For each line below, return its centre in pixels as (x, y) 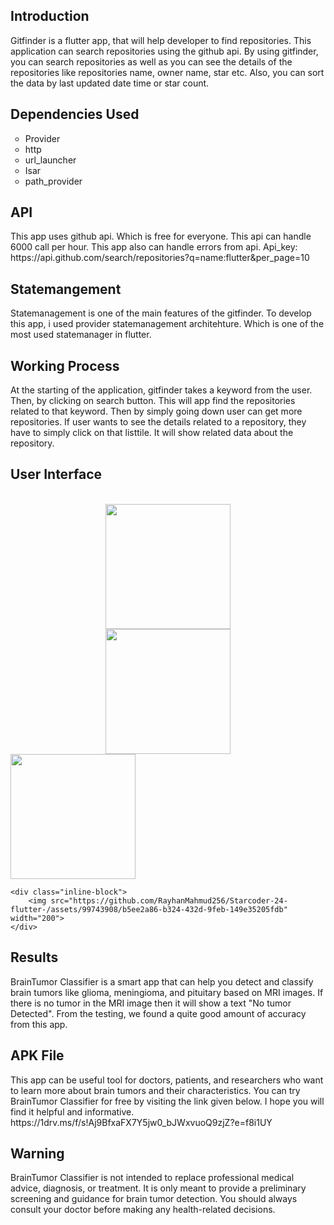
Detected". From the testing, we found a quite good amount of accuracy (158, 1013)
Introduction (50, 16)
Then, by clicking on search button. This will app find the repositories (153, 401)
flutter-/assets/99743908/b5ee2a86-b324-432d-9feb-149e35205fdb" (149, 909)
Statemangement (66, 289)
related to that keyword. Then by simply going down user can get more (156, 411)
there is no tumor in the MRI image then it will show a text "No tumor (151, 1003)
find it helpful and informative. (72, 1111)
